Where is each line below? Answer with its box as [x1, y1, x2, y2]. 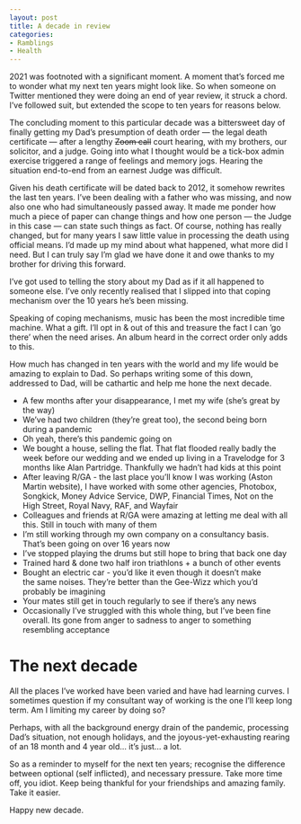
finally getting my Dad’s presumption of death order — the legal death [9, 127, 268, 137]
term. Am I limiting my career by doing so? [9, 704, 166, 715]
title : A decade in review [9, 22, 111, 31]
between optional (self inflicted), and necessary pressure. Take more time [9, 768, 283, 779]
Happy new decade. [9, 805, 84, 816]
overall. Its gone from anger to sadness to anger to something [22, 615, 252, 625]
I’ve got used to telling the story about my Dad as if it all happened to [9, 276, 265, 288]
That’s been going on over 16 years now [22, 538, 171, 549]
